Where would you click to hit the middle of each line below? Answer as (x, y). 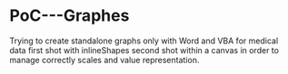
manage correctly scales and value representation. (104, 60)
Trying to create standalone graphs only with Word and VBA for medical (144, 41)
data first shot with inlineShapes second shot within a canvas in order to (144, 50)
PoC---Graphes (70, 16)
